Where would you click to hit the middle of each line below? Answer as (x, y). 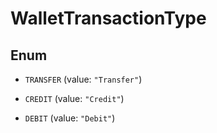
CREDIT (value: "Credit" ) (74, 98)
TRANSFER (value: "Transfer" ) (83, 79)
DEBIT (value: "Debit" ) (70, 118)
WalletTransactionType (108, 18)
